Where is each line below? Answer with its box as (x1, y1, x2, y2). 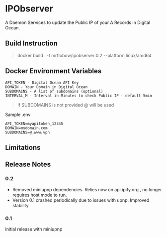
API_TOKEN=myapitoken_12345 (5, 121, 64, 126)
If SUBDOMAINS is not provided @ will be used (17, 102, 114, 108)
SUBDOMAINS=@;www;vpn (5, 130, 50, 135)
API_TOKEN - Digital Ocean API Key (5, 80, 79, 85)
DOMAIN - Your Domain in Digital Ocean (5, 84, 88, 90)
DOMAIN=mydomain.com (5, 125, 48, 130)
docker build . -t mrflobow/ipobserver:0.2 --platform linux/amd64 (17, 52, 152, 58)
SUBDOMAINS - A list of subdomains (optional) (5, 89, 103, 94)
